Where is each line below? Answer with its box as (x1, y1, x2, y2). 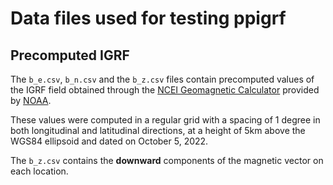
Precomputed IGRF (10, 47, 130, 64)
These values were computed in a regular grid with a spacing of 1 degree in (10, 114, 321, 126)
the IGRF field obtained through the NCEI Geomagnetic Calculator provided (10, 84, 320, 96)
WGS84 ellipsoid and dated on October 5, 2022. (10, 135, 209, 147)
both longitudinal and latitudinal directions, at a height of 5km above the (10, 125, 306, 136)
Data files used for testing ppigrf (10, 7, 287, 30)
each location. (10, 165, 69, 177)
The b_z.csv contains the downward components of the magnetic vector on (10, 155, 324, 166)
